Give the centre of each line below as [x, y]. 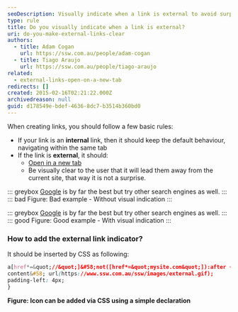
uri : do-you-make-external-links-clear [66, 34]
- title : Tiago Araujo [47, 60]
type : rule [23, 21]
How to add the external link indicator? [75, 238]
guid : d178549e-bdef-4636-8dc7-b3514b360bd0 [74, 106]
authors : [20, 40]
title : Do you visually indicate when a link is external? [96, 27]
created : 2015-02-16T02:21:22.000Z [60, 93]
